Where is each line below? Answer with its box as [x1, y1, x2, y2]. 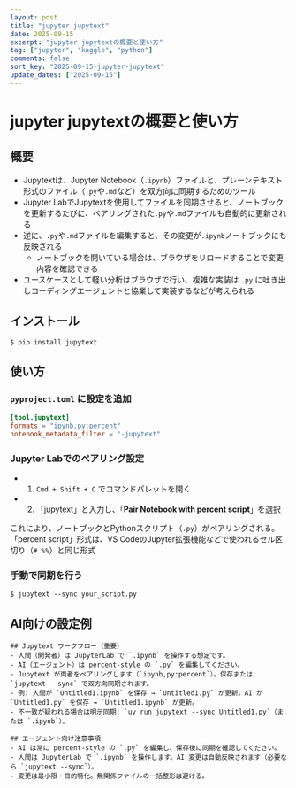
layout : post [10, 12, 58, 22]
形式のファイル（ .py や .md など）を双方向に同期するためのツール [22, 185, 256, 196]
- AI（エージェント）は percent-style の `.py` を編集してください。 [10, 661, 244, 669]
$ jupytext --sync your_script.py [10, 590, 138, 599]
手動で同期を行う [10, 569, 83, 582]
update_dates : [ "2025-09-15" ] [10, 71, 122, 80]
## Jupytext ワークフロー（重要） [10, 642, 124, 651]
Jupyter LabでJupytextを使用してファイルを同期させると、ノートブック [22, 197, 285, 207]
